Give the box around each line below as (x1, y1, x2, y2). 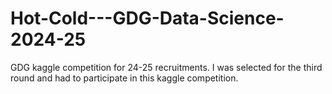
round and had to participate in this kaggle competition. (10, 72, 239, 84)
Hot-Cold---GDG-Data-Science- (10, 7, 285, 30)
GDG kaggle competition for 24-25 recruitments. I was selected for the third (10, 61, 323, 73)
